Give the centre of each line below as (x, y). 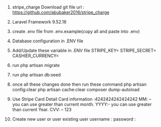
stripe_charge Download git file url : (48, 7)
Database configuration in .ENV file (48, 41)
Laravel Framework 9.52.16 (39, 22)
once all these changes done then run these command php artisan (79, 84)
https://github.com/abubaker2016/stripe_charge (61, 12)
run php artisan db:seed (37, 75)
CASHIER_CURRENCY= (36, 56)
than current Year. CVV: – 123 (42, 110)
